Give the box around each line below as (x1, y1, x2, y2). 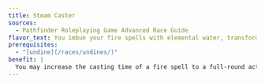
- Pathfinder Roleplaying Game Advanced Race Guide (15, 26, 189, 34)
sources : (8, 19, 37, 27)
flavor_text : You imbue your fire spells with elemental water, (8, 33, 224, 42)
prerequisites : (8, 41, 58, 49)
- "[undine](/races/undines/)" (15, 48, 118, 56)
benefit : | (8, 56, 44, 64)
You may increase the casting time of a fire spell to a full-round (15, 63, 245, 71)
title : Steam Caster (8, 11, 77, 20)
